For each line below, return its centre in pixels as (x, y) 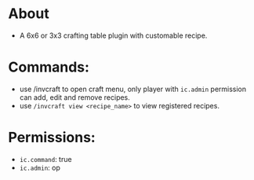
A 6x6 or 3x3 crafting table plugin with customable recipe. (113, 35)
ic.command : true (45, 159)
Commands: (49, 67)
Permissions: (52, 138)
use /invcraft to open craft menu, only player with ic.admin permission (133, 89)
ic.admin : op (40, 167)
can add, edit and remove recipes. (75, 97)
